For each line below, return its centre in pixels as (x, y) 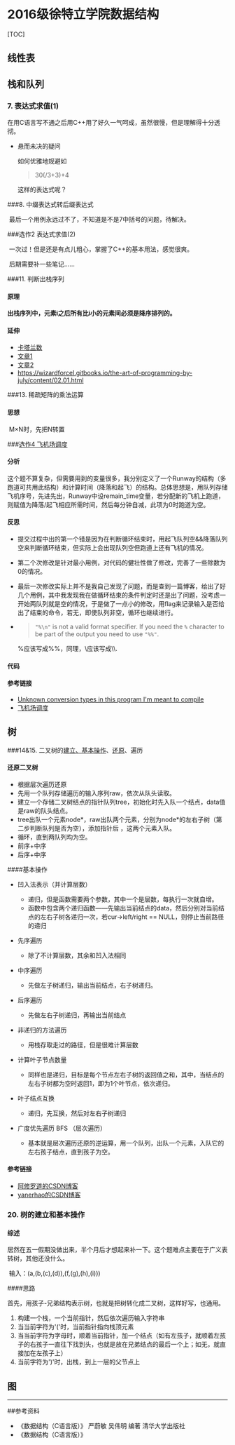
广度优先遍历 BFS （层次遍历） (62, 1128)
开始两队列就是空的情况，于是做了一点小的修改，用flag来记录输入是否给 (121, 604)
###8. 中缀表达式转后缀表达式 (50, 205)
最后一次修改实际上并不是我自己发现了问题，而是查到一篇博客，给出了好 (121, 586)
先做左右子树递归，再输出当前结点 (77, 1015)
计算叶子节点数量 (42, 1059)
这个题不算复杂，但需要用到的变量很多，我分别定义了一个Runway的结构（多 (117, 478)
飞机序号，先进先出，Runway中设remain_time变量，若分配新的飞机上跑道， (116, 496)
